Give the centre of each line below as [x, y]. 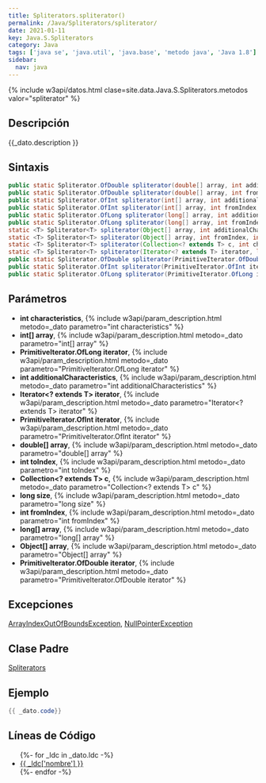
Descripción [39, 123]
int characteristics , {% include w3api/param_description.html [121, 318]
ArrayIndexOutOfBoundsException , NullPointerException [101, 623]
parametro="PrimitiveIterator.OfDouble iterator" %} [103, 580]
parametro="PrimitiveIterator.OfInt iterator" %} [95, 436]
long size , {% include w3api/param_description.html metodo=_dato [129, 495]
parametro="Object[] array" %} [71, 554]
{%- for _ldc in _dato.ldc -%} [66, 754]
